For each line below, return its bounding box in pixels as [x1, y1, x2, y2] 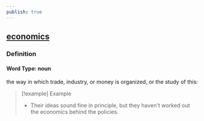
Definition [6, 49, 37, 58]
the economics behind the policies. [30, 108, 119, 116]
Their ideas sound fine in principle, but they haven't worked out [30, 102, 191, 109]
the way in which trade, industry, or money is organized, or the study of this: [6, 78, 199, 86]
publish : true [6, 9, 43, 15]
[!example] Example [21, 90, 71, 97]
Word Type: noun [6, 64, 51, 72]
